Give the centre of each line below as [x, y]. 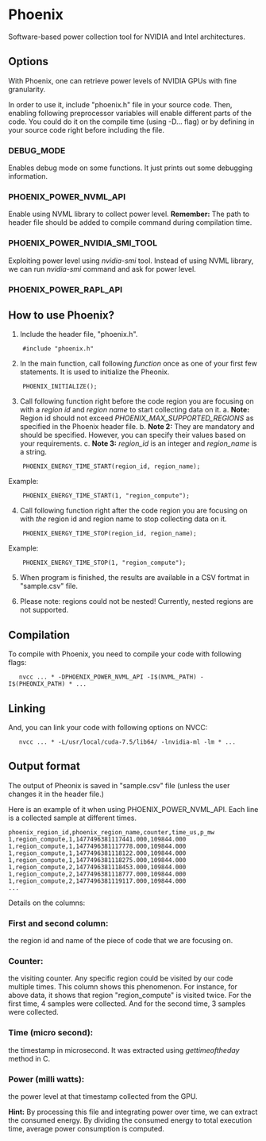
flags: [17, 663]
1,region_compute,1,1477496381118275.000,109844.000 [97, 860]
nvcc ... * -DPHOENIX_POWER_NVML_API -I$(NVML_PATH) [108, 677]
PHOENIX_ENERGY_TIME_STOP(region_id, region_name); [110, 534]
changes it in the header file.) [56, 794]
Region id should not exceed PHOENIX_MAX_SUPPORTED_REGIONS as [137, 418]
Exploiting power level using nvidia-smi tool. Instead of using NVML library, [131, 261]
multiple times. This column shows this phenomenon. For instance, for [123, 987]
